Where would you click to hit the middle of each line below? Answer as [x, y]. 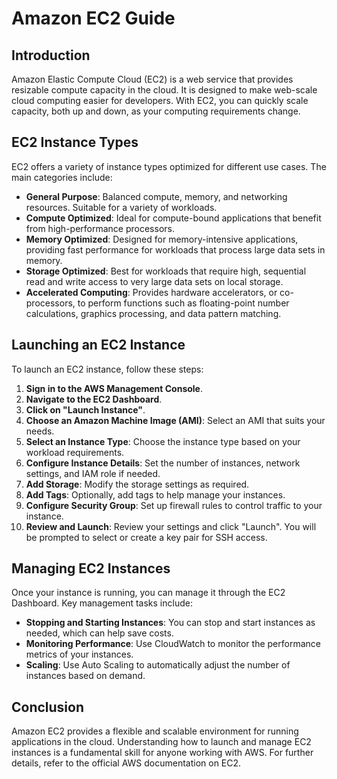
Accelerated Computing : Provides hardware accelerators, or [151, 292]
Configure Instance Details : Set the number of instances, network [163, 463]
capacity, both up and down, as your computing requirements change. [156, 111]
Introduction [51, 55]
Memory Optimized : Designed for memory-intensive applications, [162, 239]
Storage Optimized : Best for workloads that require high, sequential [166, 271]
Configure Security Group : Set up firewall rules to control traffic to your [174, 505]
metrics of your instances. [79, 654]
